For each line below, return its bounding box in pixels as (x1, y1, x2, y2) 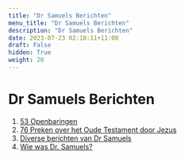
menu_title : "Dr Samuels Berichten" (8, 19, 129, 27)
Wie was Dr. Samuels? (19, 142, 93, 151)
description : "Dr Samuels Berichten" (8, 26, 133, 34)
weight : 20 (8, 56, 44, 64)
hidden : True (8, 48, 52, 56)
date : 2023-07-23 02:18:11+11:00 (8, 33, 119, 42)
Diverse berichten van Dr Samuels (19, 133, 132, 143)
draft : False (8, 41, 52, 49)
